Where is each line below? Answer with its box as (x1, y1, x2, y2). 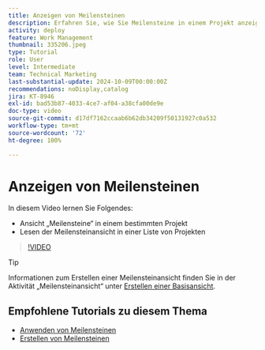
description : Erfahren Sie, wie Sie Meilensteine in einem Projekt (8, 19, 235, 27)
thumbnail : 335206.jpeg (8, 41, 87, 49)
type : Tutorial (8, 48, 58, 56)
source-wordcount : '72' (8, 129, 87, 137)
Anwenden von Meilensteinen (19, 326, 117, 335)
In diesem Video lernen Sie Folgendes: (8, 203, 133, 213)
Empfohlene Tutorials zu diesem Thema (8, 304, 207, 318)
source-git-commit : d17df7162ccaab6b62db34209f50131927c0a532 (8, 115, 217, 122)
